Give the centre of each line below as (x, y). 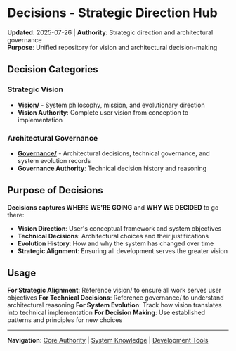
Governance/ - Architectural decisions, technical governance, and (114, 153)
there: (16, 215)
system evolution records (54, 160)
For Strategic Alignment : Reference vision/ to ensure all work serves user (114, 290)
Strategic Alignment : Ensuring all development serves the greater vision (123, 250)
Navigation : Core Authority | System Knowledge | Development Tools (108, 340)
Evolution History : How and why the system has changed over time (116, 243)
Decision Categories (53, 69)
